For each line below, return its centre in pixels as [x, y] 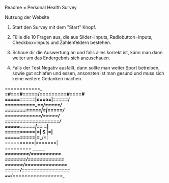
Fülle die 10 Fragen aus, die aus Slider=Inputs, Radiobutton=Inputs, [82, 37]
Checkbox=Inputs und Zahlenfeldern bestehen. [62, 42]
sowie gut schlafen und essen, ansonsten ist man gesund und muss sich [88, 73]
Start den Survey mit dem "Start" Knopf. [54, 27]
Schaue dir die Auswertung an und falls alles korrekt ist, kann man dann [87, 52]
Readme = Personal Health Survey [41, 7]
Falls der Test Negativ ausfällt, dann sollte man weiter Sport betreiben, [86, 68]
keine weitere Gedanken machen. [47, 78]
